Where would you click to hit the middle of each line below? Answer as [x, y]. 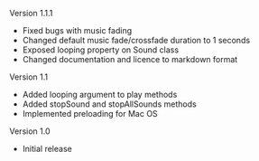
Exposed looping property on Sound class [100, 50]
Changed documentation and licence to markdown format [130, 59]
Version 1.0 [30, 131]
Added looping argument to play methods [100, 95]
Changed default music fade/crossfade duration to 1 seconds [136, 40]
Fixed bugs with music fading [77, 30]
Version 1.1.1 [31, 13]
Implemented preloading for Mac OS [90, 114]
